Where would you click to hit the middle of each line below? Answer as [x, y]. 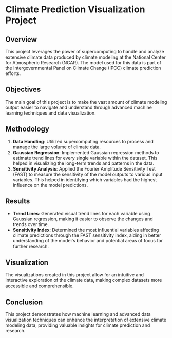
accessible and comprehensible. [40, 286]
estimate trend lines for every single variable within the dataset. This [85, 158]
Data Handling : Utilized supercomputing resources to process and [83, 141]
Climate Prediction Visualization [75, 10]
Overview [21, 39]
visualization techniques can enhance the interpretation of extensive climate [86, 320]
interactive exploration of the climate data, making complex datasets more [84, 280]
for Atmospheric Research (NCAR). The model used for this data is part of [83, 62]
